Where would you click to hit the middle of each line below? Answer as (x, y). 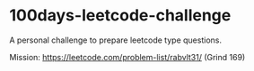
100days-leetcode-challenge (120, 16)
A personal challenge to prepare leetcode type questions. (116, 40)
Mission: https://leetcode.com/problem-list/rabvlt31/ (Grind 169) (127, 57)
